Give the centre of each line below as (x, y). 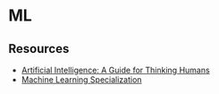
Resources (39, 49)
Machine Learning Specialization (81, 80)
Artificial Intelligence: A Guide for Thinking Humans (116, 70)
